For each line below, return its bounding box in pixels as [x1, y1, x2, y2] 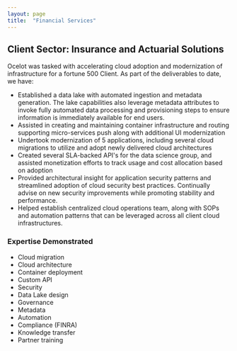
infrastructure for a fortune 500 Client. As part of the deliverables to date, [7, 69, 221, 78]
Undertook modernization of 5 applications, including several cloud [17, 136, 214, 145]
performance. [17, 196, 58, 205]
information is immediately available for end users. [17, 113, 165, 122]
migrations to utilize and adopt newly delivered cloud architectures [17, 143, 212, 152]
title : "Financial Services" [7, 17, 97, 24]
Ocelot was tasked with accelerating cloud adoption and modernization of [7, 62, 223, 71]
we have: [7, 77, 34, 86]
